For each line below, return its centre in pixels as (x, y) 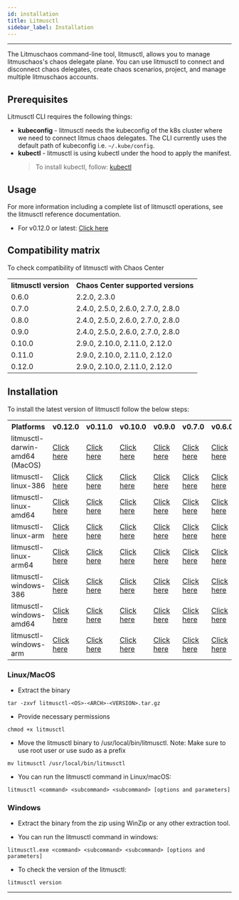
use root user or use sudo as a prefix (71, 750)
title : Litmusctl (33, 21)
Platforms (28, 427)
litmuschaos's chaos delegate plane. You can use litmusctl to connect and (116, 62)
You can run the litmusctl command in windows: (88, 837)
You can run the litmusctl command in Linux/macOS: (95, 777)
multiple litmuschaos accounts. (53, 77)
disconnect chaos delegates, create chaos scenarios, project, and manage (117, 69)
